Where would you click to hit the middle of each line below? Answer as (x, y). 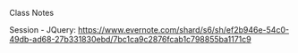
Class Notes (32, 13)
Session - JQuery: (43, 30)
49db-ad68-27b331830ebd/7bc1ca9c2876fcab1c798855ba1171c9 (131, 39)
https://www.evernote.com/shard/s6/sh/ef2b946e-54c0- (183, 30)
